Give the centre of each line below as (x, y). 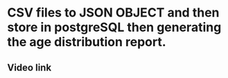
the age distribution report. (87, 42)
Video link (29, 67)
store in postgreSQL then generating (114, 27)
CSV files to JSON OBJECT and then (113, 13)
